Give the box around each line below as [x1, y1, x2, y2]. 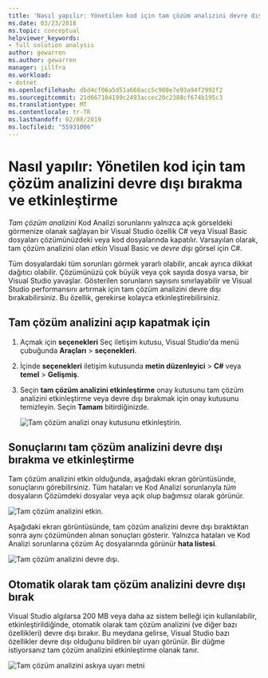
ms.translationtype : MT [8, 101, 88, 109]
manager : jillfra [8, 64, 66, 72]
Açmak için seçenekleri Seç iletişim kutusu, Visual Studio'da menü [19, 337, 239, 347]
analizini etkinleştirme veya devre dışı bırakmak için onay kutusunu [19, 393, 239, 403]
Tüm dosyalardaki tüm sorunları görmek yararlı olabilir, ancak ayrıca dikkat [8, 259, 253, 268]
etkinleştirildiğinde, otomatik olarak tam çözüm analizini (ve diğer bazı [8, 620, 238, 629]
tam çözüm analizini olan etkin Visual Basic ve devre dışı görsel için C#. [8, 243, 243, 252]
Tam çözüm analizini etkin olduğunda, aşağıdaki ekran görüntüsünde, [8, 474, 237, 484]
